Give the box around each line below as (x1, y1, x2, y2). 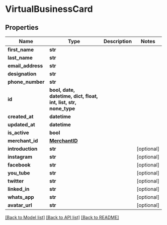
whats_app (7, 194, 34, 200)
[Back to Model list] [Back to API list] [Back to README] (5, 215, 119, 220)
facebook (7, 162, 31, 168)
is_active (7, 129, 29, 136)
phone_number (7, 78, 45, 85)
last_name (7, 55, 33, 61)
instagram (7, 154, 32, 160)
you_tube (7, 169, 30, 176)
